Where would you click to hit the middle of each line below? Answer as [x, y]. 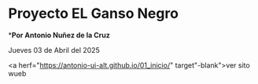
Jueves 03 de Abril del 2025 [54, 50]
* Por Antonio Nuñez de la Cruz [59, 35]
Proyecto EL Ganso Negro [94, 14]
